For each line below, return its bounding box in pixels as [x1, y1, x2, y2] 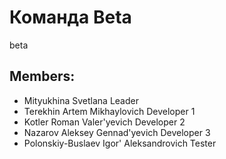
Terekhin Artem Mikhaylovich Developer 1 [23, 105, 196, 117]
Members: [9, 68, 76, 85]
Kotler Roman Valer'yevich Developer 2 [23, 116, 186, 128]
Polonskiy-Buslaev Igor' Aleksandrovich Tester [23, 137, 217, 149]
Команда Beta [9, 6, 132, 29]
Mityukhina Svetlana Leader [23, 94, 139, 106]
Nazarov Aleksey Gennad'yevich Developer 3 [23, 126, 211, 138]
